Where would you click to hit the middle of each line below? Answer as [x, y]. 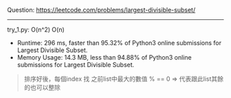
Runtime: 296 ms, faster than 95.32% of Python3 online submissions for [119, 43]
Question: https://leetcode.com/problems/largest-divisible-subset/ [101, 10]
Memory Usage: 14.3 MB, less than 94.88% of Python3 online [104, 57]
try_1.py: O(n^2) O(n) [36, 29]
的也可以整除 [42, 87]
